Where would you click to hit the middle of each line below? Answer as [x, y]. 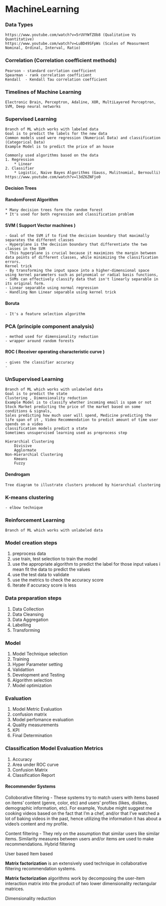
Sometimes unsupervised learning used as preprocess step [66, 433]
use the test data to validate [41, 575]
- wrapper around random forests [40, 341]
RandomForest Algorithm [32, 199]
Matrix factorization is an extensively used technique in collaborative [76, 863]
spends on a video [24, 424]
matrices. [15, 889]
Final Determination [32, 736]
